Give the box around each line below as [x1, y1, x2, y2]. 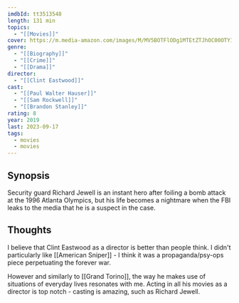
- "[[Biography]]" [14, 51, 69, 58]
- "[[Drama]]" [14, 63, 55, 71]
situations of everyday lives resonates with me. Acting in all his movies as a [7, 279, 228, 288]
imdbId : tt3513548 [7, 10, 62, 18]
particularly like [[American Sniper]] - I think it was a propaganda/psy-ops [7, 250, 224, 259]
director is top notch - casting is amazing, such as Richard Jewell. [7, 287, 201, 296]
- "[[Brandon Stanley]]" [14, 103, 87, 111]
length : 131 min [7, 17, 55, 24]
